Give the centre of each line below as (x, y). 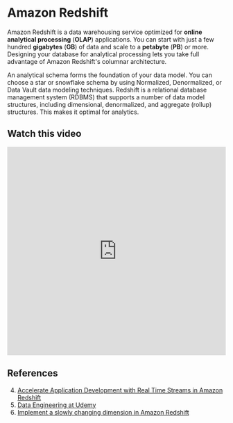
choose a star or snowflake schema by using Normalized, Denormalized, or (114, 82)
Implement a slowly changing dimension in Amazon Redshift (103, 412)
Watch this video (44, 134)
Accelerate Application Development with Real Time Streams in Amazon (120, 390)
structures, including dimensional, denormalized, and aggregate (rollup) (110, 104)
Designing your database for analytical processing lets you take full (103, 54)
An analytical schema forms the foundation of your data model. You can (110, 75)
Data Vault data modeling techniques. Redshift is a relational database (107, 90)
